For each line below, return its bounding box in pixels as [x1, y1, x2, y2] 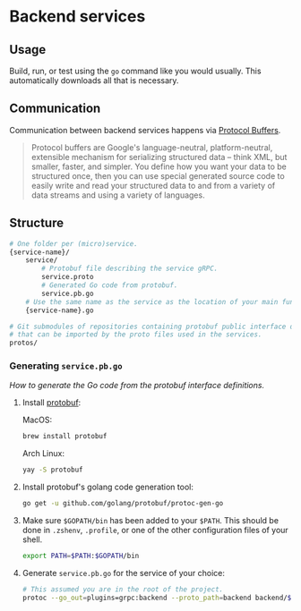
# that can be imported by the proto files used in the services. [9, 330, 262, 339]
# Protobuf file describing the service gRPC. [41, 264, 219, 274]
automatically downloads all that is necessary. [9, 75, 179, 86]
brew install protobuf [21, 432, 107, 441]
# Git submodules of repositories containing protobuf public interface [9, 322, 287, 331]
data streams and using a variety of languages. [30, 190, 205, 200]
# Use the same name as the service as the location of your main [25, 297, 279, 306]
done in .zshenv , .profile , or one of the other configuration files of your [21, 525, 288, 536]
